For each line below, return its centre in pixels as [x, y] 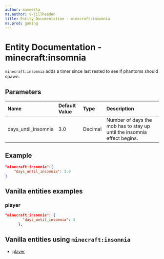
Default [67, 106]
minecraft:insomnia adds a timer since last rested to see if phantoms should [82, 71]
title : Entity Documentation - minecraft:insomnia [58, 19]
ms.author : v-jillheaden [30, 14]
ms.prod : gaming [21, 23]
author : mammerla [23, 10]
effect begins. [122, 138]
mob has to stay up [128, 126]
